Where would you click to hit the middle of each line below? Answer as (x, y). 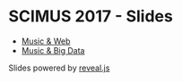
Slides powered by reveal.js (59, 68)
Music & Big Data (53, 50)
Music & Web (46, 41)
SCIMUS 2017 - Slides (91, 16)
